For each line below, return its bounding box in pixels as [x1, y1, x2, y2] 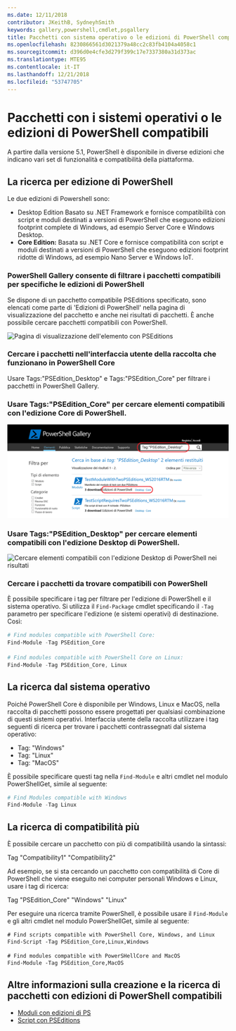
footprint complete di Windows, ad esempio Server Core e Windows [17, 223, 215, 232]
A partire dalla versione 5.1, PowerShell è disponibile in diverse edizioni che [7, 148, 225, 157]
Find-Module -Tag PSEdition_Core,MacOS [7, 960, 124, 967]
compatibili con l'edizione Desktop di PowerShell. [7, 537, 181, 547]
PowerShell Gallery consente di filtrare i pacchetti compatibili [7, 271, 221, 281]
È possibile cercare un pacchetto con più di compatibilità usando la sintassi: [7, 840, 227, 848]
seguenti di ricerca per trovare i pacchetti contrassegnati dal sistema [7, 722, 206, 731]
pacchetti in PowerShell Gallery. [7, 382, 100, 390]
